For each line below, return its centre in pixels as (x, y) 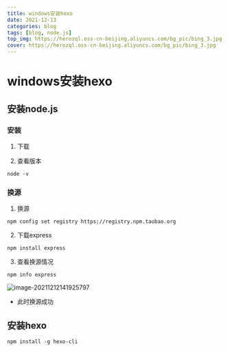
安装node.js (33, 109)
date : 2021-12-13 (32, 20)
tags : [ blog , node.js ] (39, 33)
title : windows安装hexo (40, 13)
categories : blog (32, 26)
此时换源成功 (35, 302)
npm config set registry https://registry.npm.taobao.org (92, 222)
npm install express (37, 248)
